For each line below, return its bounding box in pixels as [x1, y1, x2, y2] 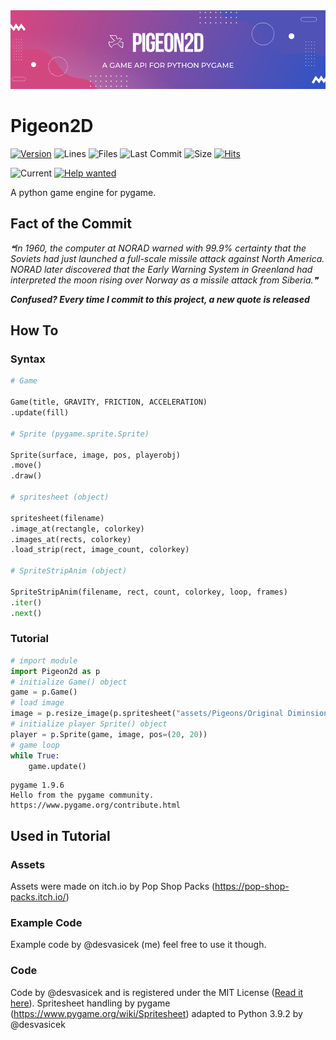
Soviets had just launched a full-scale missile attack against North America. [10, 252, 325, 264]
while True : [10, 750, 60, 761]
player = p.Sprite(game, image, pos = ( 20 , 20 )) [10, 729, 208, 739]
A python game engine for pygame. [10, 186, 157, 198]
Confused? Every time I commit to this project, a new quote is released [10, 293, 310, 305]
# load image [10, 698, 65, 708]
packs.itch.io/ [10, 891, 67, 903]
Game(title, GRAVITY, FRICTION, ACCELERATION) [10, 397, 208, 408]
